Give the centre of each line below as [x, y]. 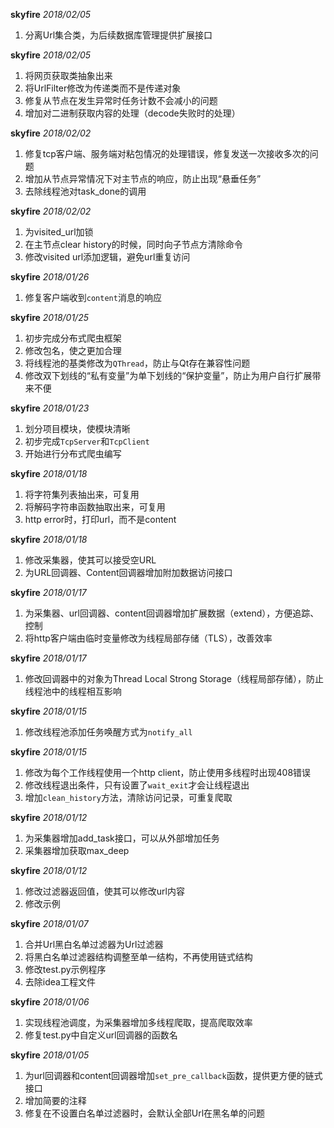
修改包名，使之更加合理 [73, 350]
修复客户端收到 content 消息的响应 [93, 297]
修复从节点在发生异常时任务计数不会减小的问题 [121, 100]
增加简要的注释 [55, 1100]
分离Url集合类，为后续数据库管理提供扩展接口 [118, 35]
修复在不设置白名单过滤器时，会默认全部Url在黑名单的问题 [145, 1113]
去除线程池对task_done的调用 [85, 191]
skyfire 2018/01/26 [50, 277]
